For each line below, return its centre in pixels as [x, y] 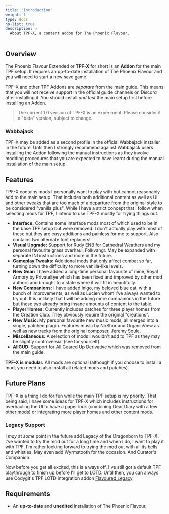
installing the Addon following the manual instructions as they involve [77, 153]
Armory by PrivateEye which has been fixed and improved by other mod [87, 277]
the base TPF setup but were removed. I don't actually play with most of [87, 228]
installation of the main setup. [36, 164]
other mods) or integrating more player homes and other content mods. [79, 412]
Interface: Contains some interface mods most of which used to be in [85, 223]
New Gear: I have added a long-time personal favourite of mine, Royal [85, 271]
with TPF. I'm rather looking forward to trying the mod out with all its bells [81, 447]
